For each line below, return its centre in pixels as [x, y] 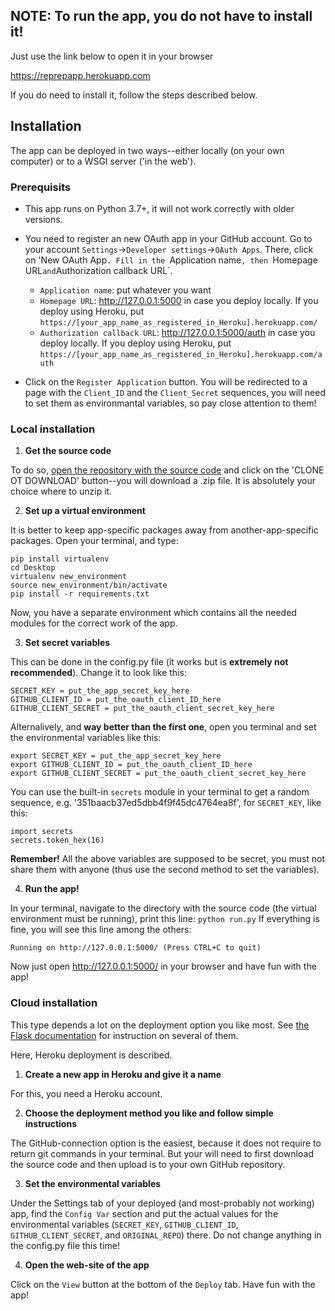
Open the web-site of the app [87, 1265]
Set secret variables [67, 643]
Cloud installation [54, 1003]
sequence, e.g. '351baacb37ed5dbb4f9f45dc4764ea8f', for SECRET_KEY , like [166, 803]
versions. [43, 219]
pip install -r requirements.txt [80, 594]
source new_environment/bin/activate [89, 585]
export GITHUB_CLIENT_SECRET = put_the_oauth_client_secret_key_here [158, 774]
